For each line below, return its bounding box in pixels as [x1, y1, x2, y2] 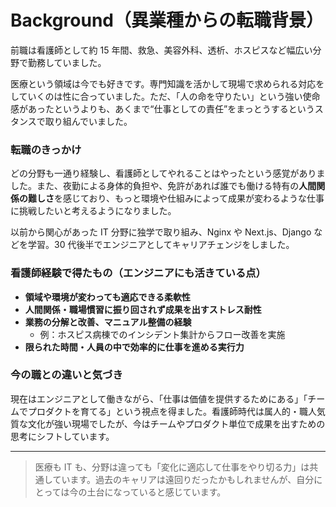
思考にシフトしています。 [10, 430, 115, 442]
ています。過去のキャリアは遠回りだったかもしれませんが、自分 [52, 473, 315, 485]
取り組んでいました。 [44, 115, 133, 127]
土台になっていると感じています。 [86, 486, 227, 498]
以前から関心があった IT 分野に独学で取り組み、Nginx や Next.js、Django [10, 226, 312, 238]
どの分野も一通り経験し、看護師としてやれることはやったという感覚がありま [10, 167, 326, 180]
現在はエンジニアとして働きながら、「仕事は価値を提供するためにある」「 [10, 392, 308, 405]
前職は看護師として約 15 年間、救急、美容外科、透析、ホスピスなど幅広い [10, 44, 313, 56]
